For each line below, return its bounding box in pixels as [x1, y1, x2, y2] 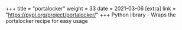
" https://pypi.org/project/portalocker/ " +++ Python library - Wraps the [5, 11, 176, 18]
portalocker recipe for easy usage [5, 18, 88, 24]
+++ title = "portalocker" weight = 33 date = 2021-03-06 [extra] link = [5, 5, 177, 12]
